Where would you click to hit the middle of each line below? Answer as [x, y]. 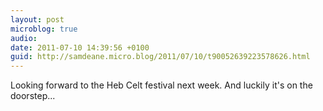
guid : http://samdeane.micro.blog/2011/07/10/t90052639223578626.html [160, 57]
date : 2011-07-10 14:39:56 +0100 [80, 47]
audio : [24, 38]
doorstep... [33, 96]
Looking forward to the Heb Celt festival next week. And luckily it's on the [161, 85]
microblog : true [44, 29]
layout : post [37, 19]
